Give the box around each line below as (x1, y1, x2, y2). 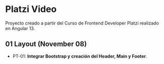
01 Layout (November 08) (5, 40, 87, 48)
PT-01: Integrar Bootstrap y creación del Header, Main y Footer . (12, 53, 147, 59)
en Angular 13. (5, 25, 35, 31)
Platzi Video (5, 3, 57, 15)
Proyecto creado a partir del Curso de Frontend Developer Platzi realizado (5, 20, 159, 26)
